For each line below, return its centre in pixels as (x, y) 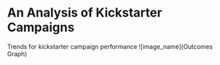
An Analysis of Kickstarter (85, 13)
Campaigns (41, 27)
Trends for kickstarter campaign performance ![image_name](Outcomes (110, 46)
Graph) (17, 54)
